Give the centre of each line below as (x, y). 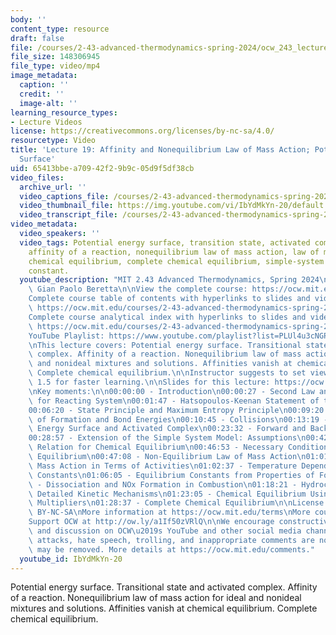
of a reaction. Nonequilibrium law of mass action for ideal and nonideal (156, 598)
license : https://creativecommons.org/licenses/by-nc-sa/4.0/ (142, 131)
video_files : (37, 177)
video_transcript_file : (68, 215)
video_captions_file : (64, 196)
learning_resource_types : (64, 112)
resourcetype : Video (53, 141)
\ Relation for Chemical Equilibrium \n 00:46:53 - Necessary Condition (178, 447)
